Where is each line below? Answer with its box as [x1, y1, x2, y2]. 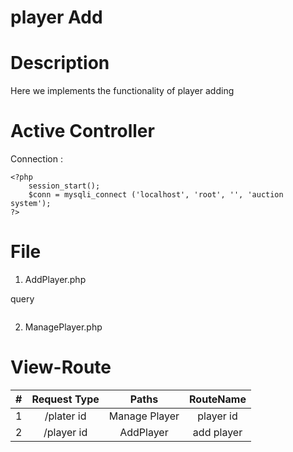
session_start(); [28, 181, 101, 191]
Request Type [31, 392, 100, 406]
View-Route [10, 356, 112, 379]
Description [10, 52, 110, 75]
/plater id [44, 409, 87, 423]
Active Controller [10, 120, 155, 143]
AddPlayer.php [24, 274, 87, 285]
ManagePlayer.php [24, 321, 103, 333]
